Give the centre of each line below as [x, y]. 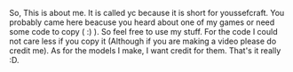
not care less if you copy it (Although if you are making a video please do [143, 41]
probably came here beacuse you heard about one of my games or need [142, 22]
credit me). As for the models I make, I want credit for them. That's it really [145, 51]
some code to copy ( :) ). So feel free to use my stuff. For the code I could [143, 32]
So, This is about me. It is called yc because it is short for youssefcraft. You [147, 13]
